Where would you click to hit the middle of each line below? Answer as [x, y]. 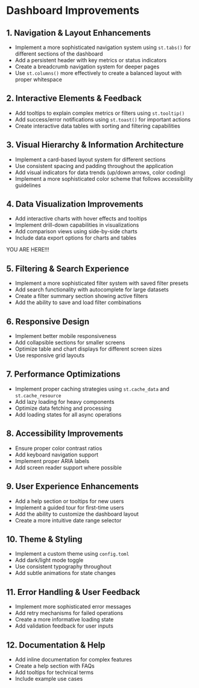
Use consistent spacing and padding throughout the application [94, 166]
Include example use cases [49, 678]
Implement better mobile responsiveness [65, 336]
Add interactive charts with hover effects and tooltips [81, 219]
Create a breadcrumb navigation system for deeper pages [87, 67]
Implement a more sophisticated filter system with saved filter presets [102, 283]
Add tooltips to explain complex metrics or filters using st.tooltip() [100, 113]
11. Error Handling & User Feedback [73, 592]
